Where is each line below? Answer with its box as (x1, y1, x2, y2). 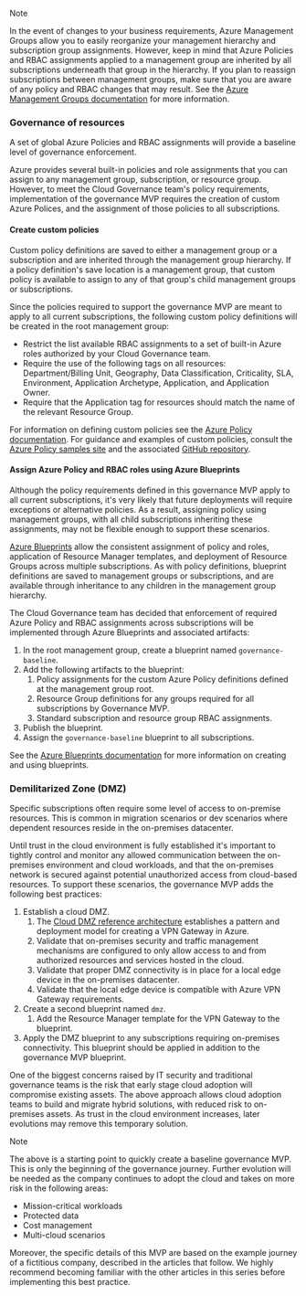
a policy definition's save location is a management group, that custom (9, 264, 276, 275)
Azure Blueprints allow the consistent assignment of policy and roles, (9, 541, 269, 552)
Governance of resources (9, 116, 125, 129)
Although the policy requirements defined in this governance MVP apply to (9, 484, 290, 495)
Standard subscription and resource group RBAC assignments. (36, 712, 272, 723)
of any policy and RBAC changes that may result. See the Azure (9, 84, 249, 94)
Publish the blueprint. (22, 722, 103, 733)
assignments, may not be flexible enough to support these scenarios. (9, 523, 270, 534)
